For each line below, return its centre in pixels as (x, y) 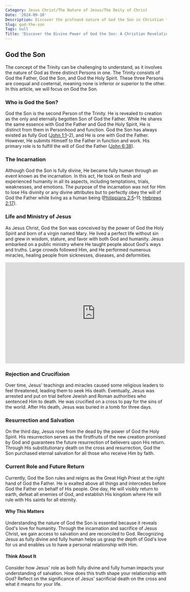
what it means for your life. (34, 584)
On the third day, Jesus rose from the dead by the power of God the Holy (82, 431)
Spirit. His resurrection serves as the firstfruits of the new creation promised (86, 437)
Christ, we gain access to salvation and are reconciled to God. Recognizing (85, 533)
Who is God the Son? (32, 102)
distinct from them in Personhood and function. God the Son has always (81, 130)
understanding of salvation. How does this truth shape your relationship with (86, 573)
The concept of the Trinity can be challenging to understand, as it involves (84, 67)
